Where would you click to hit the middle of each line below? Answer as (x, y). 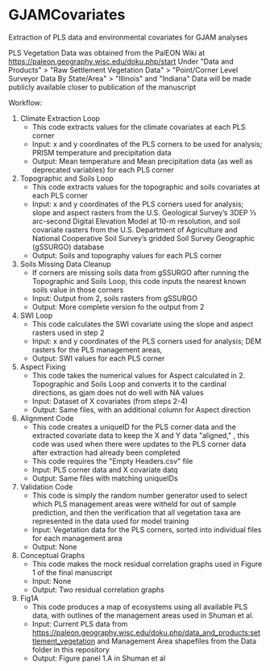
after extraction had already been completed (106, 452)
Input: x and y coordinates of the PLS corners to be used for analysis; (147, 144)
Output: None (54, 547)
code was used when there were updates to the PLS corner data (139, 444)
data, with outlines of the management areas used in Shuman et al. (143, 615)
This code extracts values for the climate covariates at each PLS (139, 127)
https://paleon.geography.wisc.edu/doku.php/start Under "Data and (121, 61)
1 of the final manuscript (72, 572)
